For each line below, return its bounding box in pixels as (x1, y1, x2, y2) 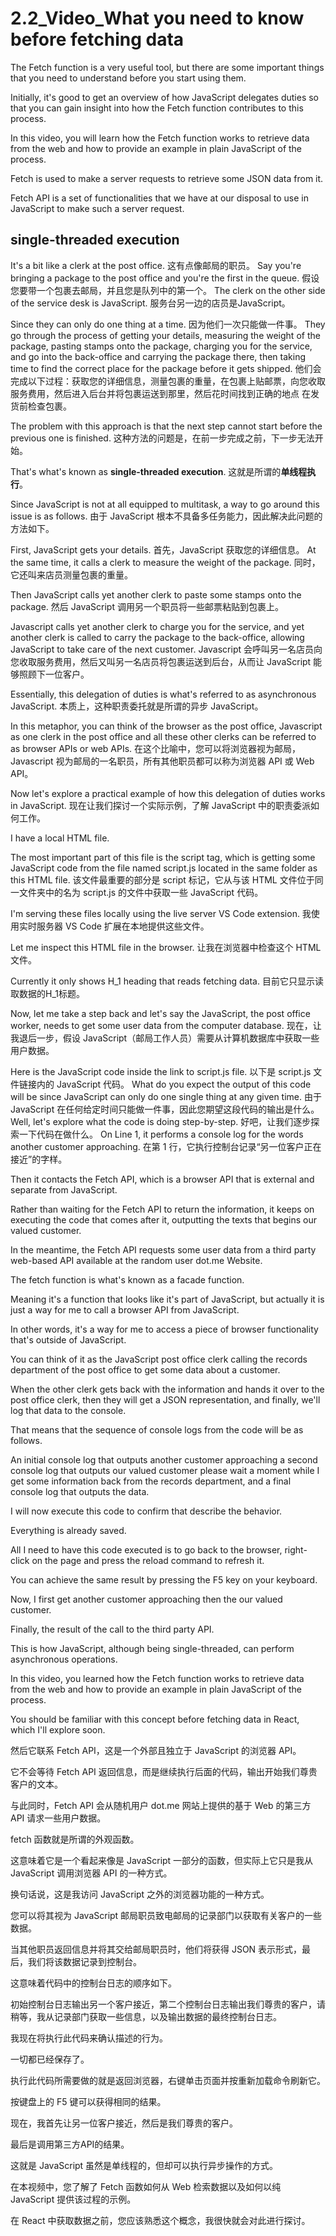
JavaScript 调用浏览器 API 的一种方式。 (10, 1867, 173, 1879)
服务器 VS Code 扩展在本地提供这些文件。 (36, 920, 210, 932)
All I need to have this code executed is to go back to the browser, (10, 1543, 283, 1556)
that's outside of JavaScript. (10, 1333, 127, 1346)
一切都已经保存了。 (10, 2053, 90, 2065)
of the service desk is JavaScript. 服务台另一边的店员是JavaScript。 (10, 297, 291, 309)
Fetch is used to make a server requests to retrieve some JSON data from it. (10, 172, 324, 184)
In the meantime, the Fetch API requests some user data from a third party (10, 1243, 317, 1256)
